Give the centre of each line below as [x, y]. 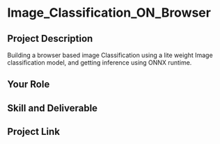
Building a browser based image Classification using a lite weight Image [110, 55]
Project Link [34, 132]
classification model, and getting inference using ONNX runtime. [100, 63]
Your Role [29, 85]
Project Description [50, 39]
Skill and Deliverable [53, 108]
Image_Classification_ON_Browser [109, 13]
